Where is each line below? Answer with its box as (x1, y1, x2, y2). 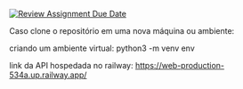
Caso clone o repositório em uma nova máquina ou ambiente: (9, 26, 235, 36)
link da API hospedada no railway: (9, 61, 134, 70)
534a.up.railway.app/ (9, 69, 87, 80)
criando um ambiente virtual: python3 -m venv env (9, 43, 196, 53)
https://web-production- (134, 61, 225, 70)
